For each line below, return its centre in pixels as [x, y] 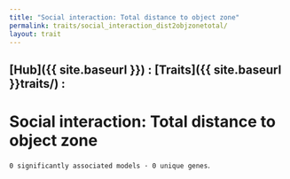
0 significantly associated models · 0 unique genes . [110, 165]
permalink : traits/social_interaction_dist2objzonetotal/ [118, 26]
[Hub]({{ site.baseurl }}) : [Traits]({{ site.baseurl [145, 70]
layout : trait [35, 34]
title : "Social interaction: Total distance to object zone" [125, 17]
